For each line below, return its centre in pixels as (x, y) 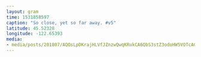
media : (14, 39)
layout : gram (22, 12)
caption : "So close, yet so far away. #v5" (61, 23)
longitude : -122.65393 (34, 34)
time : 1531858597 (28, 17)
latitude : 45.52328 (31, 28)
